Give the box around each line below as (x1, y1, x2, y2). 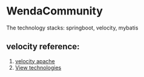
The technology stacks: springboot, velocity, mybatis (6, 24, 139, 31)
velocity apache (15, 57, 56, 64)
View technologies (15, 64, 62, 71)
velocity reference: (6, 42, 80, 52)
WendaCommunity (6, 4, 103, 18)
